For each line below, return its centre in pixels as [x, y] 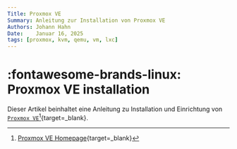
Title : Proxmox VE [34, 14]
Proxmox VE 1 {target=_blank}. [48, 117]
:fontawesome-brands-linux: [94, 75]
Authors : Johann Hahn [39, 27]
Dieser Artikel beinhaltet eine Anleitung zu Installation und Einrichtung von [115, 109]
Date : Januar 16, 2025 [45, 33]
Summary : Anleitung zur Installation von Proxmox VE [86, 20]
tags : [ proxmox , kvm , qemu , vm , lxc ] [63, 40]
